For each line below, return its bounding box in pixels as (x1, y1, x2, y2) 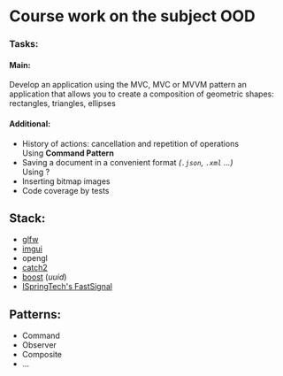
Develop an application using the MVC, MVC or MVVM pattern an (9, 80, 248, 90)
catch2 (21, 263, 49, 273)
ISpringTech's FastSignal (21, 281, 113, 292)
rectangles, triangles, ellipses (9, 98, 117, 109)
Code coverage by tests (21, 185, 110, 196)
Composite (21, 349, 63, 360)
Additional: (9, 118, 51, 129)
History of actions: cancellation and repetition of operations (21, 138, 240, 149)
